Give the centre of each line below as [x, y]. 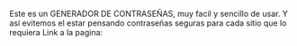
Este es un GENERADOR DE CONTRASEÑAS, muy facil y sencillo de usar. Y [148, 14]
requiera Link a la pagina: [56, 32]
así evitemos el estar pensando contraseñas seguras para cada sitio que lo [148, 23]
